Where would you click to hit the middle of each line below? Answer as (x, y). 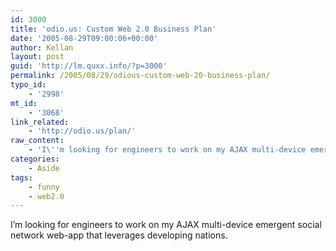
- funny (44, 187)
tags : (21, 177)
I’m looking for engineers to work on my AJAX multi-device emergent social (166, 225)
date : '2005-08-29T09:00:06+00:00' (84, 38)
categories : (35, 159)
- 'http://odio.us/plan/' (82, 131)
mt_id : (24, 103)
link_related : (40, 122)
